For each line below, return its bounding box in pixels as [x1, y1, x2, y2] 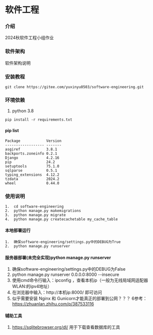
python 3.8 [12, 108, 34, 114]
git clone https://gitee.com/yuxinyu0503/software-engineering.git [5, 85, 144, 90]
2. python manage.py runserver [5, 244, 70, 249]
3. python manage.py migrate [5, 213, 66, 217]
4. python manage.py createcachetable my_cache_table [5, 216, 118, 222]
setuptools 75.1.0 [5, 164, 60, 168]
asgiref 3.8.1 [5, 147, 57, 152]
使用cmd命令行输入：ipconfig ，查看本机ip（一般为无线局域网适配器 [12, 277, 149, 283]
